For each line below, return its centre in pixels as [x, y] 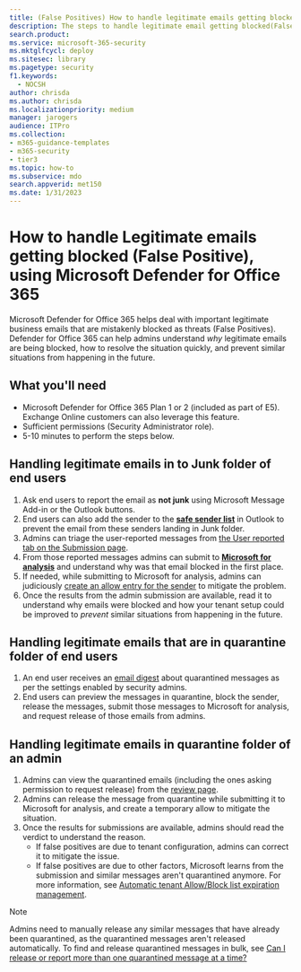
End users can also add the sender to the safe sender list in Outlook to [153, 519]
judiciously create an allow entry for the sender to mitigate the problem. [154, 585]
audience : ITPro [39, 127]
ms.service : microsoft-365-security [77, 43]
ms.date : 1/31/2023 [46, 193]
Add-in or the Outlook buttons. [79, 509]
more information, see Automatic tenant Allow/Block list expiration [157, 885]
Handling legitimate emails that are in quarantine [148, 642]
